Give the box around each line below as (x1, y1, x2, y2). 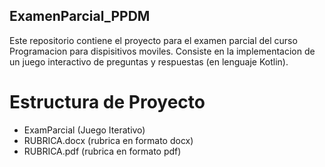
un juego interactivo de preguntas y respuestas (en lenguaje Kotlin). (9, 55, 289, 68)
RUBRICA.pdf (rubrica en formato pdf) (23, 145, 182, 157)
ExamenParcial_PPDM (9, 8, 151, 25)
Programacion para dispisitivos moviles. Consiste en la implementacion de (9, 45, 316, 57)
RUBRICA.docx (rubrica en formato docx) (23, 134, 194, 146)
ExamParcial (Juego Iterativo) (23, 124, 146, 136)
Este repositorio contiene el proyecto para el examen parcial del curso (9, 34, 298, 46)
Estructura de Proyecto (9, 91, 206, 113)
